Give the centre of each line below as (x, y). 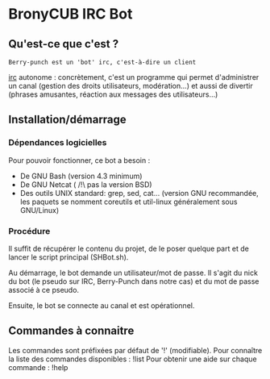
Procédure (29, 231)
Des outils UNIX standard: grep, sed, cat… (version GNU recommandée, (139, 193)
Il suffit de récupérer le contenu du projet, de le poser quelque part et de (129, 248)
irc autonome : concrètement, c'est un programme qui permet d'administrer (134, 77)
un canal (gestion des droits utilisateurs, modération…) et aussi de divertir (131, 86)
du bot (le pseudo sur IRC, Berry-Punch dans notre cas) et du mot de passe (134, 281)
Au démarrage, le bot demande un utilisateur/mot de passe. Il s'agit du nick (133, 273)
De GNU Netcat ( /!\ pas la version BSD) (86, 184)
